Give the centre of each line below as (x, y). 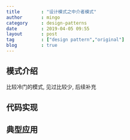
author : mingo (33, 17)
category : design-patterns (46, 23)
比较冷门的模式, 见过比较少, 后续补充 (51, 87)
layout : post (32, 34)
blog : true (32, 46)
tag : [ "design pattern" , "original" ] (65, 40)
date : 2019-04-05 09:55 (48, 29)
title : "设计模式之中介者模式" (52, 12)
